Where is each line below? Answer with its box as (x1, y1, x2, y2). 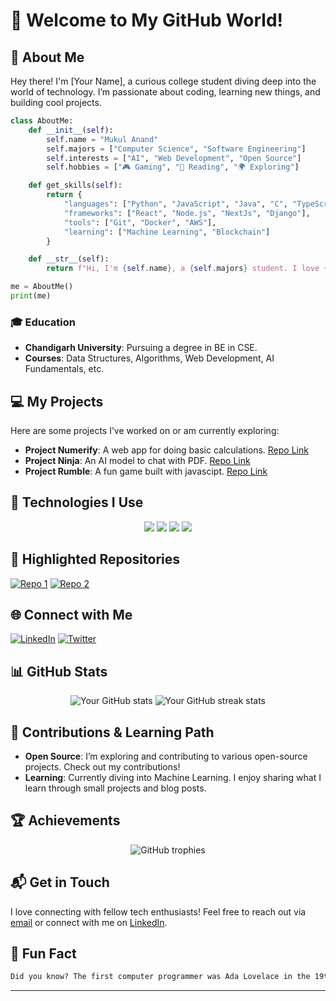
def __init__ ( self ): (28, 125, 114, 135)
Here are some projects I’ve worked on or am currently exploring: (10, 424, 280, 436)
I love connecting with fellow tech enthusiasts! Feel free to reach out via (10, 905, 307, 918)
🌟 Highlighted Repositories (10, 551, 180, 568)
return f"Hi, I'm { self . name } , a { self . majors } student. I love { (46, 264, 329, 274)
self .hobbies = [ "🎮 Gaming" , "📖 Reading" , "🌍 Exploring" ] (46, 162, 300, 173)
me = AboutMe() (10, 282, 74, 292)
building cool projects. (10, 97, 102, 108)
